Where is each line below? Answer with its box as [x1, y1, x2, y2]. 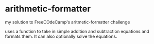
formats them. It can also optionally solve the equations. [5, 33, 118, 39]
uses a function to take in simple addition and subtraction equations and [5, 28, 150, 34]
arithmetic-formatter [5, 3, 91, 14]
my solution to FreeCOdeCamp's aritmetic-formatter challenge [5, 19, 130, 25]
